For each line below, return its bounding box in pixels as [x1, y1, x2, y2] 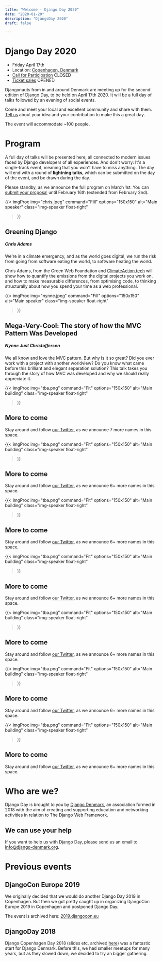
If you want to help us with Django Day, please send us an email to [5, 839, 138, 845]
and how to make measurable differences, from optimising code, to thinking [5, 278, 156, 284]
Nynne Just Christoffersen [5, 343, 60, 349]
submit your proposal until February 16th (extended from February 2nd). [5, 190, 149, 195]
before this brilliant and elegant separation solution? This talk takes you [5, 365, 147, 371]
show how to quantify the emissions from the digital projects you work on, [5, 273, 153, 279]
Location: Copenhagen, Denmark [12, 67, 79, 73]
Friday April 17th [12, 62, 45, 68]
